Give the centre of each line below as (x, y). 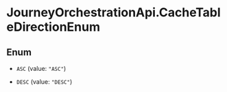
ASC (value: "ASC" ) (41, 68)
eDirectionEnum (53, 27)
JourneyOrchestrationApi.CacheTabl (113, 13)
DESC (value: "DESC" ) (44, 82)
